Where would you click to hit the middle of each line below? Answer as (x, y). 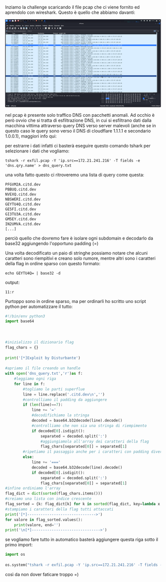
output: (12, 282)
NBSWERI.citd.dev (23, 199)
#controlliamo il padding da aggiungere (65, 400)
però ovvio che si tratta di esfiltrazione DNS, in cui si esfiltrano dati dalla (78, 120)
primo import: (19, 545)
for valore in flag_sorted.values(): (44, 520)
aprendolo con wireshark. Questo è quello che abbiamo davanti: (70, 12)
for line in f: (30, 384)
